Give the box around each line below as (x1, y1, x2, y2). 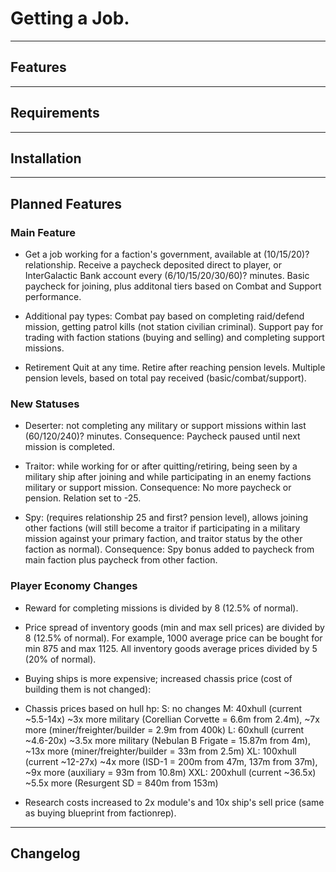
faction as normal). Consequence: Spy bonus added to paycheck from (24, 543, 315, 556)
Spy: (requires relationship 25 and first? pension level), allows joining (24, 512, 309, 524)
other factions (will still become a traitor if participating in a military (24, 522, 301, 534)
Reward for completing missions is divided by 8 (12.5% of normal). (24, 602, 299, 614)
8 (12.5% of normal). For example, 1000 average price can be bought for (24, 632, 323, 644)
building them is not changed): (24, 683, 152, 695)
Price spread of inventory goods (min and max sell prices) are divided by (24, 621, 325, 633)
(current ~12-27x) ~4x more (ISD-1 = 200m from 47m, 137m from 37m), (24, 755, 318, 767)
